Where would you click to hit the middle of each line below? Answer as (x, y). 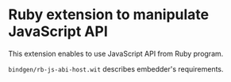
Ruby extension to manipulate (109, 15)
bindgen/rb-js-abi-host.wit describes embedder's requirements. (116, 68)
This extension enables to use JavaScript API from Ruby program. (116, 53)
